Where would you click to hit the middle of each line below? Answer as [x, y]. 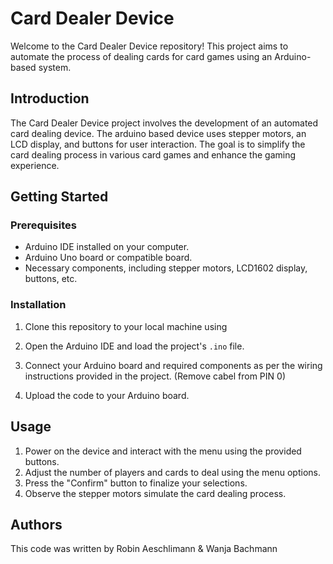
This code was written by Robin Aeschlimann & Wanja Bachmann [144, 549]
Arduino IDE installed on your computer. [107, 247]
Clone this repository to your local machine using [126, 326]
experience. [35, 165]
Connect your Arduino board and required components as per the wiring [173, 365]
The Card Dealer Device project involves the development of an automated [164, 123]
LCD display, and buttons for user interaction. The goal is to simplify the [158, 144]
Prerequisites [43, 225]
